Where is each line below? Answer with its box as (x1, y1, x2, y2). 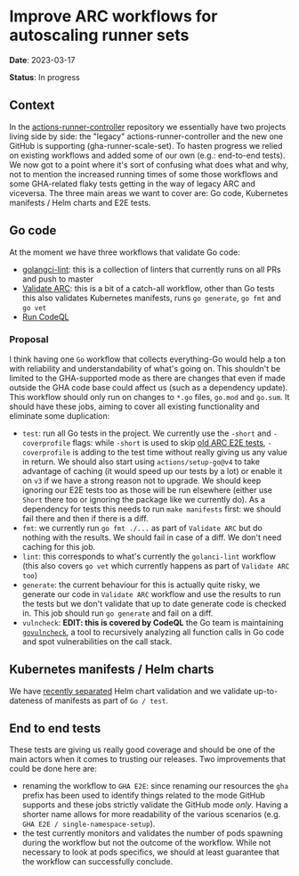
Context (9, 98, 55, 113)
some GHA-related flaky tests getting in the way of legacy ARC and (9, 178, 256, 189)
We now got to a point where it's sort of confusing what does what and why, (9, 159, 289, 170)
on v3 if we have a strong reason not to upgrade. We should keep (21, 475, 262, 486)
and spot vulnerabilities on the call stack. (21, 635, 173, 647)
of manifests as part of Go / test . (44, 695, 169, 706)
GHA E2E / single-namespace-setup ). (21, 818, 156, 830)
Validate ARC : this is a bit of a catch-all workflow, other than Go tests (21, 282, 275, 293)
